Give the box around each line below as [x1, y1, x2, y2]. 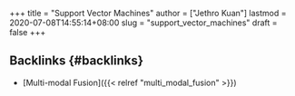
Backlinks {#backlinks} [9, 53, 143, 69]
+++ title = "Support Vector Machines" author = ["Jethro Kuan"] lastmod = [9, 8, 287, 18]
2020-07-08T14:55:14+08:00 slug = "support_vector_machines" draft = [9, 17, 279, 28]
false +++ [9, 27, 46, 37]
